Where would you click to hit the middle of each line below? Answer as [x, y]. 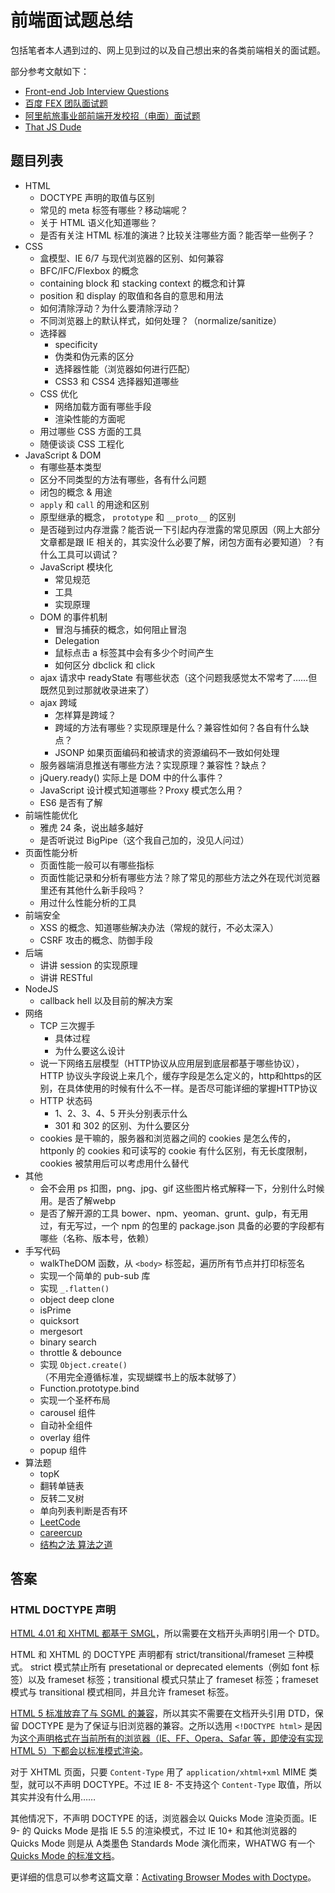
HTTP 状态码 [66, 1100]
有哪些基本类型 [70, 467]
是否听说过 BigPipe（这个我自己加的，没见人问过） [144, 840]
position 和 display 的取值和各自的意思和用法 [131, 295]
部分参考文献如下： [50, 71]
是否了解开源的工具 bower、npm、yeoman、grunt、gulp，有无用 [174, 1213]
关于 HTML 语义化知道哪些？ [98, 222]
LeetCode [60, 1522]
